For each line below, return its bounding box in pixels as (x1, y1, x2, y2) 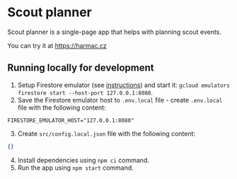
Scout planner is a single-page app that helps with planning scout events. (7, 28, 221, 36)
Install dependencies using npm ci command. (17, 156, 150, 164)
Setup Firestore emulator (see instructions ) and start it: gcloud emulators (17, 81, 230, 89)
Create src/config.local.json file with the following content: (17, 129, 196, 138)
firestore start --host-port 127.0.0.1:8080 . (17, 88, 154, 96)
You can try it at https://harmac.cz (7, 41, 108, 50)
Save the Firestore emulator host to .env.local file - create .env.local (17, 96, 223, 104)
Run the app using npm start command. (17, 163, 134, 172)
